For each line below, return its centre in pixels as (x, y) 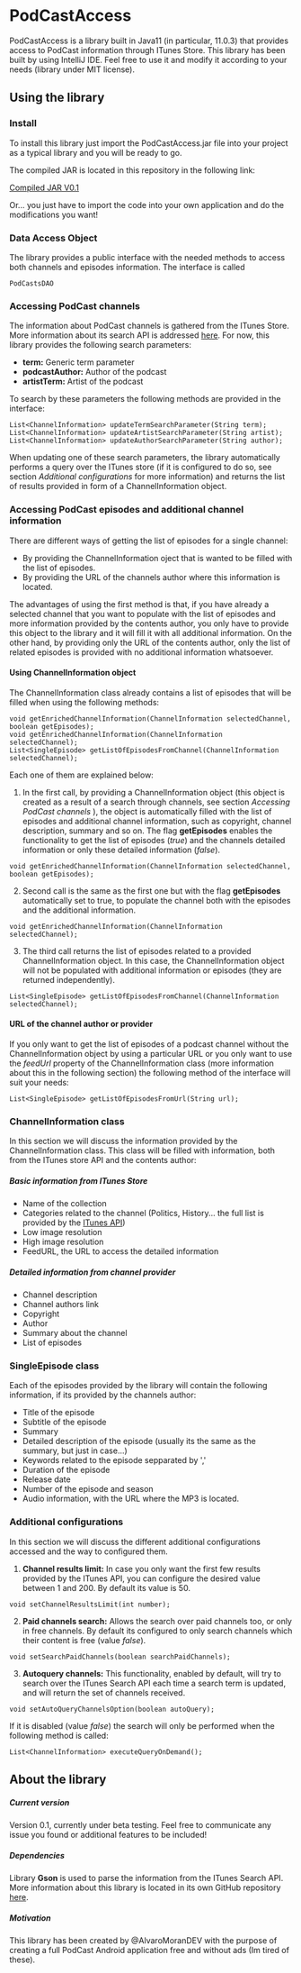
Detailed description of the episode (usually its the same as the (139, 1441)
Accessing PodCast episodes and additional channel (127, 510)
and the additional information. (79, 910)
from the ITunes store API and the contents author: (103, 1160)
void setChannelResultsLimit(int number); (90, 1605)
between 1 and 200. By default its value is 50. (106, 1587)
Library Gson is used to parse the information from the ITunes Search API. (146, 1878)
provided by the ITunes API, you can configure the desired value (141, 1578)
